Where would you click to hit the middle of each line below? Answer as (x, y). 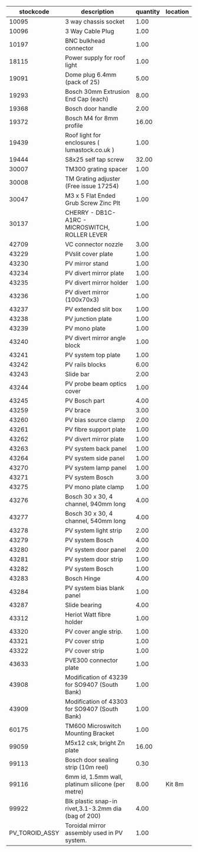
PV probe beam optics (95, 384)
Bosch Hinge (82, 579)
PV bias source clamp (95, 420)
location (177, 12)
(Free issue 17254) (92, 186)
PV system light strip (93, 530)
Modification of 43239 (96, 677)
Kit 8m (175, 784)
